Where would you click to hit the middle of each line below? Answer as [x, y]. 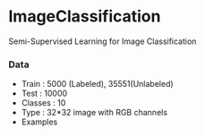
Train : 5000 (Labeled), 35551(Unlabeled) [97, 84]
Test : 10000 [44, 93]
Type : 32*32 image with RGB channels [94, 113]
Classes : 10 [43, 103]
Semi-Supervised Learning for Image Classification [102, 41]
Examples [39, 122]
